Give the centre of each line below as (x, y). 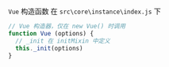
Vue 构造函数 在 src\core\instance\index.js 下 (84, 11)
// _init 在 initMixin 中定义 (63, 41)
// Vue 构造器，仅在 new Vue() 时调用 (67, 26)
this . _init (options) (49, 48)
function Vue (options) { (51, 34)
